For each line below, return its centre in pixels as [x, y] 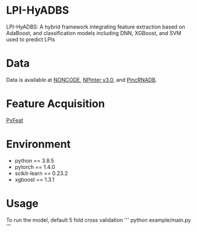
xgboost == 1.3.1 [34, 179]
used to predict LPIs [31, 39]
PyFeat [15, 120]
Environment [39, 144]
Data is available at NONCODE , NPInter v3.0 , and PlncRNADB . [82, 80]
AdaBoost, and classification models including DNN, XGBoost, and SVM [94, 33]
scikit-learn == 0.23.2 [41, 173]
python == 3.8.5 [34, 160]
